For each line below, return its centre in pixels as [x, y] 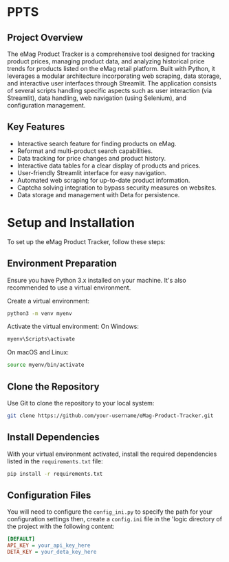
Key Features [36, 127]
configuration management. [46, 105]
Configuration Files [49, 495]
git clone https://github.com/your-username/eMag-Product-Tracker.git [110, 416]
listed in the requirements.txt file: [55, 461]
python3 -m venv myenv [40, 313]
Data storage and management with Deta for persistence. [98, 194]
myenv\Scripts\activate [41, 339]
